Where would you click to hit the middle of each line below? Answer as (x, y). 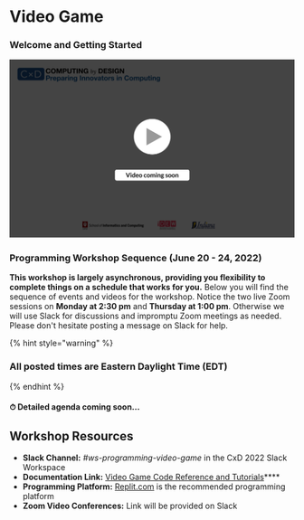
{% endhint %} (37, 386)
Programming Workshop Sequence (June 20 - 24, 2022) (136, 258)
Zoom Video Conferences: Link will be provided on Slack (130, 506)
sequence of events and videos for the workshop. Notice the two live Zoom (150, 297)
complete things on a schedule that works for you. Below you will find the (149, 288)
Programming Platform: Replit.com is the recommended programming (154, 487)
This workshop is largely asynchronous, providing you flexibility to (138, 278)
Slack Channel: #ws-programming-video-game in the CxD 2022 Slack (155, 458)
